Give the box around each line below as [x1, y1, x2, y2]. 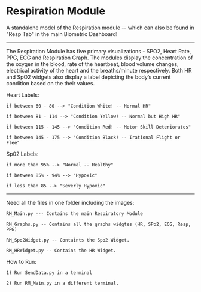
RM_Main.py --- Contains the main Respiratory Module [6, 210, 144, 217]
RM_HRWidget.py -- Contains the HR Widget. [6, 248, 117, 254]
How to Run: [6, 258, 37, 265]
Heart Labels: [6, 91, 39, 99]
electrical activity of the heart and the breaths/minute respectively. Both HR [6, 67, 192, 74]
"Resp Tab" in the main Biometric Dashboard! [6, 30, 118, 37]
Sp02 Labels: [6, 150, 39, 157]
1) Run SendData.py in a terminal [6, 269, 93, 276]
